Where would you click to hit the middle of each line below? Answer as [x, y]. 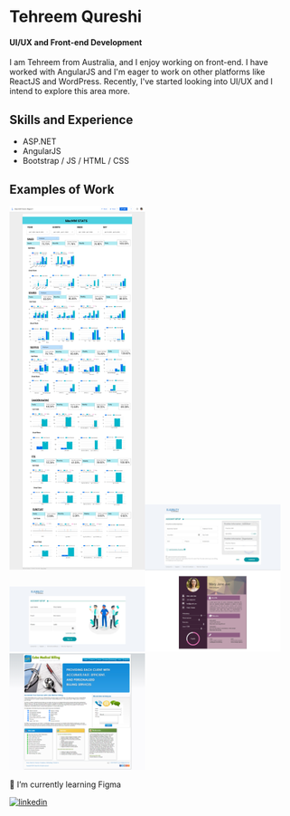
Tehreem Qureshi [76, 17]
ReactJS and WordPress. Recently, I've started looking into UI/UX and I [141, 82]
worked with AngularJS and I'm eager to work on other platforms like [137, 72]
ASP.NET [39, 141]
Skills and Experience [71, 120]
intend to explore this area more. [70, 91]
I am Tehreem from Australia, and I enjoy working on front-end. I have [139, 62]
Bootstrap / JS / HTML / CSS [75, 161]
